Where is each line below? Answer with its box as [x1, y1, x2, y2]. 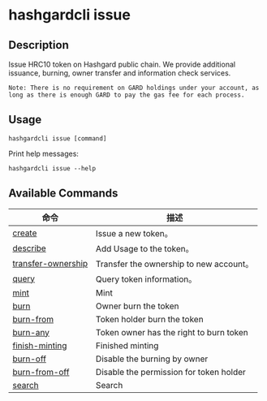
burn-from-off [12, 366, 70, 377]
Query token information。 [96, 274, 197, 285]
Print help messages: [8, 149, 80, 158]
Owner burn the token [96, 300, 180, 312]
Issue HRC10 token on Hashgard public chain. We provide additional [8, 59, 236, 69]
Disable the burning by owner [96, 353, 209, 364]
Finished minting [96, 339, 159, 351]
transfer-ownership [12, 257, 88, 269]
